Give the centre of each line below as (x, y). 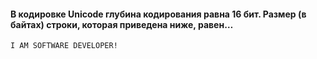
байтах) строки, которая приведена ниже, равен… (122, 24)
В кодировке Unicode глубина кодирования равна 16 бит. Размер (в (158, 14)
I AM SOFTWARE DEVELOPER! (64, 46)
